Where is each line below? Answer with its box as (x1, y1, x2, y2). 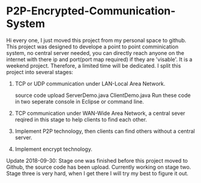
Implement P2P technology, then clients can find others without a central (14, 127, 195, 135)
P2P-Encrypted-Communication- (6, 4, 176, 18)
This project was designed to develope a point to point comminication (6, 43, 179, 50)
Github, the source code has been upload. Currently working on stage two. (6, 163, 191, 170)
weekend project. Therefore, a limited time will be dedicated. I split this (6, 62, 181, 69)
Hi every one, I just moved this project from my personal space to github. (6, 36, 187, 44)
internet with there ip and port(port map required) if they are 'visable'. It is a (6, 56, 193, 63)
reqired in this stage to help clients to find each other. (14, 115, 147, 123)
